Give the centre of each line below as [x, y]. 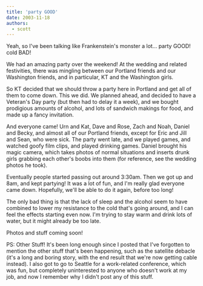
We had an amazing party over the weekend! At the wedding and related [97, 64]
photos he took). [27, 165]
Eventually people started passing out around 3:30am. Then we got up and [100, 177]
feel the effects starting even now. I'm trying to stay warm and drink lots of [99, 215]
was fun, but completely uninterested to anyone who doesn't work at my [97, 270]
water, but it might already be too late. [54, 221]
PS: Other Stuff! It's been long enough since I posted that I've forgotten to [98, 245]
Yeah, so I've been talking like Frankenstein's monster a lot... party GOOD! [98, 46]
